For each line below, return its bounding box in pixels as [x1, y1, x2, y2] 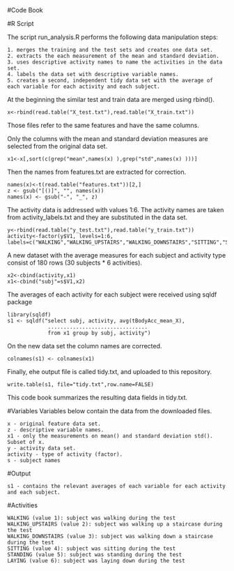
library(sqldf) [7, 311, 52, 318]
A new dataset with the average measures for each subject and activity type [7, 251, 226, 259]
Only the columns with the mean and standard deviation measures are [7, 135, 208, 142]
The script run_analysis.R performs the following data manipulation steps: [7, 33, 218, 41]
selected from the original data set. [7, 142, 108, 150]
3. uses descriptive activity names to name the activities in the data [7, 59, 223, 66]
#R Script [7, 20, 34, 27]
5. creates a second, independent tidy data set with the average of [7, 77, 214, 84]
